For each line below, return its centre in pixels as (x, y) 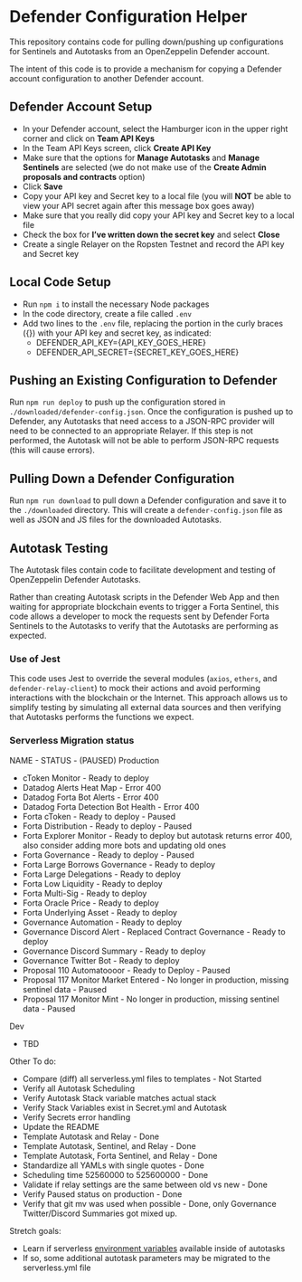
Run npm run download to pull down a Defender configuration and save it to (148, 500)
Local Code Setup (60, 282)
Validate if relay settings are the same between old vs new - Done (145, 1184)
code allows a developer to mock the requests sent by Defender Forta (139, 616)
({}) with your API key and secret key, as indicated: (117, 333)
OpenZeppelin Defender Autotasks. (75, 579)
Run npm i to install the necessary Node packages (116, 304)
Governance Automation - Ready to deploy (102, 922)
